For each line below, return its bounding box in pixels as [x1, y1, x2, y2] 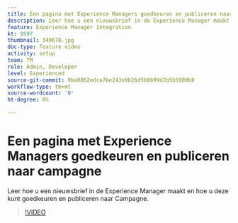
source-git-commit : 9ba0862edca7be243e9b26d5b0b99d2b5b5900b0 [7, 76, 195, 84]
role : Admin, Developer [7, 63, 78, 70]
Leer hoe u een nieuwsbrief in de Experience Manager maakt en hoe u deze [7, 186, 229, 195]
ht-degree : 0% [7, 97, 50, 104]
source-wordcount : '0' [7, 89, 74, 97]
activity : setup [7, 50, 55, 58]
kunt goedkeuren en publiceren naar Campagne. [7, 194, 149, 202]
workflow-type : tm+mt [7, 83, 72, 90]
